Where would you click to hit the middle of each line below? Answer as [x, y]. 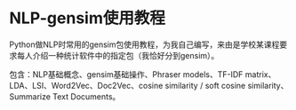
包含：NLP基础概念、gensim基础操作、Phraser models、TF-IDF [126, 74]
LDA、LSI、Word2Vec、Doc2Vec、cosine [86, 85]
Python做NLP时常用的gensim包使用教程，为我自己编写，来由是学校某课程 [144, 44]
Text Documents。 [87, 96]
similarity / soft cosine [205, 85]
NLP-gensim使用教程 [88, 18]
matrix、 [260, 74]
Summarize [30, 96]
